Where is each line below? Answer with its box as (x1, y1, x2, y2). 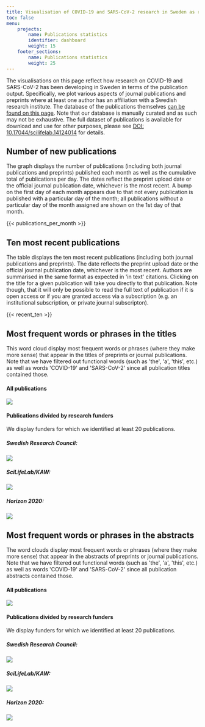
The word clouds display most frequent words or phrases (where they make (6, 546, 197, 554)
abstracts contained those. (6, 572, 74, 580)
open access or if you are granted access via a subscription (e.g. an (6, 292, 178, 300)
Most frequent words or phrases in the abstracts (6, 530, 194, 540)
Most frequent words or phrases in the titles (6, 328, 177, 339)
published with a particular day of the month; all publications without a (6, 195, 183, 202)
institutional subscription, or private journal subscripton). (6, 299, 149, 306)
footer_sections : (17, 49, 62, 55)
